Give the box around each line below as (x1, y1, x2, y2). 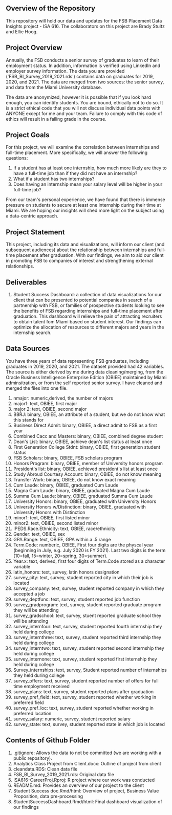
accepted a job (13, 590, 45, 597)
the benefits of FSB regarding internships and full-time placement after (13, 308, 163, 314)
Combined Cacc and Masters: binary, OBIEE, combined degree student (13, 433, 163, 439)
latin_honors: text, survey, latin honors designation (13, 569, 120, 575)
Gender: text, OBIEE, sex (13, 531, 66, 537)
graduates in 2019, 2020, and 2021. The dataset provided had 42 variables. (6, 363, 164, 369)
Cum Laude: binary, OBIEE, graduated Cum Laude (13, 482, 119, 488)
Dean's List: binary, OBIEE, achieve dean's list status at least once (13, 438, 153, 445)
